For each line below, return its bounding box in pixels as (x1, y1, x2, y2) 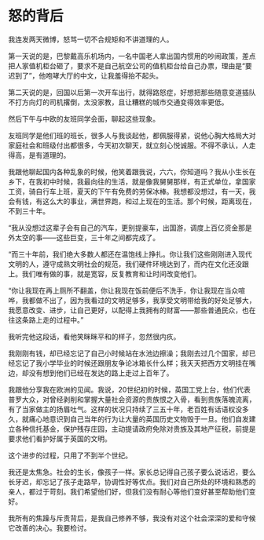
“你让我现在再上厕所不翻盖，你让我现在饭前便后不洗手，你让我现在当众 (8, 286, 239, 295)
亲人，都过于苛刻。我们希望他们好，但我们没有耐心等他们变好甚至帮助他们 (8, 487, 249, 496)
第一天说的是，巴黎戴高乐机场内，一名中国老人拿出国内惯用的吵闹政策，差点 (8, 51, 256, 60)
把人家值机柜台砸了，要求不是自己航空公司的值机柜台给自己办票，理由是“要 (8, 60, 253, 71)
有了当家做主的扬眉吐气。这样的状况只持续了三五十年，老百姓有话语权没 (8, 404, 242, 414)
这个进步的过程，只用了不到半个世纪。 (8, 451, 132, 460)
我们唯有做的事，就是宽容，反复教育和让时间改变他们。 (21, 268, 201, 279)
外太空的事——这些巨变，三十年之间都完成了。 (8, 232, 159, 242)
